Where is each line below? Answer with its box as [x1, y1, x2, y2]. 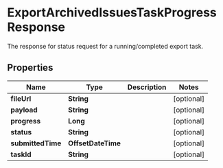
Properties [7, 62, 54, 73]
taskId [10, 149, 32, 159]
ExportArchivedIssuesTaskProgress [7, 5, 218, 21]
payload [10, 105, 38, 115]
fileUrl [10, 94, 32, 104]
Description [127, 82, 167, 92]
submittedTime [10, 139, 62, 148]
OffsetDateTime [68, 139, 121, 148]
